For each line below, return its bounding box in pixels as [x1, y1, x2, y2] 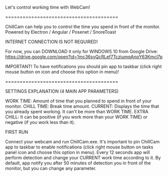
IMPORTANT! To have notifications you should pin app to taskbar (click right [5, 64, 162, 69]
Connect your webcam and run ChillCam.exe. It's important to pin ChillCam [5, 139, 160, 144]
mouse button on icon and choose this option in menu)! [5, 69, 119, 75]
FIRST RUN [5, 129, 28, 135]
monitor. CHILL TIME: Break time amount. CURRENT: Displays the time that [5, 103, 159, 109]
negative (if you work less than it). [5, 119, 75, 125]
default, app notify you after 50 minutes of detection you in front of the [5, 160, 151, 166]
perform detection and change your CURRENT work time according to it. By [5, 155, 161, 160]
